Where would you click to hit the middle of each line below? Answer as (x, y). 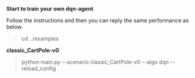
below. (15, 27)
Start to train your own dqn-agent (50, 9)
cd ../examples (40, 38)
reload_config (39, 68)
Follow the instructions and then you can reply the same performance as (98, 20)
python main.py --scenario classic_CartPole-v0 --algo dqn (95, 62)
